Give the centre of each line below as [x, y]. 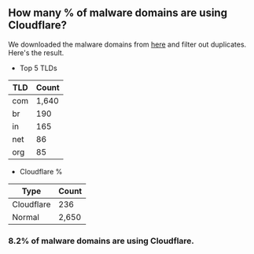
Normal [26, 217]
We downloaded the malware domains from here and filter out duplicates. [127, 44]
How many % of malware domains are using [118, 13]
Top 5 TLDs [38, 68]
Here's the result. [36, 52]
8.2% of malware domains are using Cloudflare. [101, 241]
